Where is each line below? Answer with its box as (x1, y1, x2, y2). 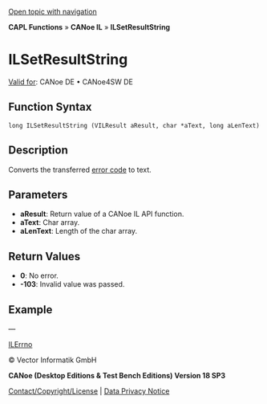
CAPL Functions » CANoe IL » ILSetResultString (8, 22, 171, 31)
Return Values (8, 249, 81, 263)
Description (8, 144, 68, 157)
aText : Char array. (19, 218, 80, 227)
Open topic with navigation (8, 7, 98, 16)
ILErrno (8, 340, 33, 349)
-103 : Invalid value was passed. (19, 280, 125, 289)
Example (8, 303, 53, 316)
